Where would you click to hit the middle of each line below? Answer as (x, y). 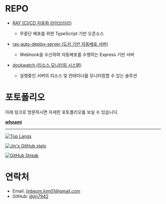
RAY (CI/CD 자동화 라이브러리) (42, 23)
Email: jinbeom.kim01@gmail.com (46, 191)
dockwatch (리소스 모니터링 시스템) (47, 65)
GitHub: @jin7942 (30, 196)
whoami (14, 122)
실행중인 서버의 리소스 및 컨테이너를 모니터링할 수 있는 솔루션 (78, 75)
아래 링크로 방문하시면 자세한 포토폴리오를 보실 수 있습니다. (62, 112)
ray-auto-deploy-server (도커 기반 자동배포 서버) (60, 44)
